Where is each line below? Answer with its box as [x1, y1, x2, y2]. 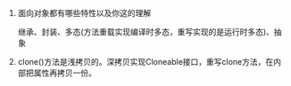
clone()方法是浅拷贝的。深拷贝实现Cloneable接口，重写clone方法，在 [17, 57, 274, 66]
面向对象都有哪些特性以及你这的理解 [17, 8, 152, 18]
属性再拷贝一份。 [33, 67, 96, 78]
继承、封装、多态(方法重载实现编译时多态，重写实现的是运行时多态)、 [17, 27, 275, 37]
